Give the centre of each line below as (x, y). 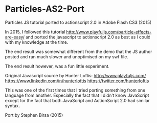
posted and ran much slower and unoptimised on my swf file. (67, 56)
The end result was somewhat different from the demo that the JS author (79, 52)
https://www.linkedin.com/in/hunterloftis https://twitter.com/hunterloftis (77, 81)
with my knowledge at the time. (37, 42)
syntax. (12, 105)
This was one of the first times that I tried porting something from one (75, 90)
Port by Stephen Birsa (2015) (34, 115)
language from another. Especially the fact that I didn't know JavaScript (77, 95)
